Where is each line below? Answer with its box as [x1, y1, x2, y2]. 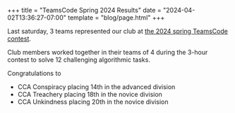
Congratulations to [7, 69, 61, 77]
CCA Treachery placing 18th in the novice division [17, 91, 162, 98]
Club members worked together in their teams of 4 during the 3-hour [7, 48, 208, 56]
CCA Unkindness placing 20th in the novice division [17, 98, 169, 106]
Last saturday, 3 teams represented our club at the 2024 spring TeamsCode [7, 27, 228, 35]
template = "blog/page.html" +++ [68, 13, 165, 22]
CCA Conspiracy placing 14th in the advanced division [17, 83, 176, 91]
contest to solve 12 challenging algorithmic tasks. [7, 55, 150, 64]
